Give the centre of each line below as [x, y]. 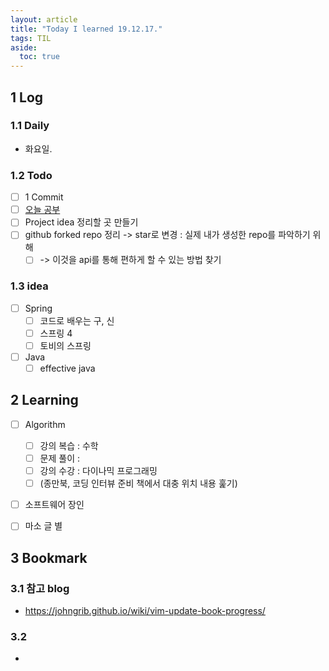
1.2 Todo [31, 175]
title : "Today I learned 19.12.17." [86, 29]
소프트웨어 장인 [54, 505]
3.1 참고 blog [40, 588]
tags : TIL [31, 38]
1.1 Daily [30, 126]
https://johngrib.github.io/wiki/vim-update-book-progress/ [145, 611]
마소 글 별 [43, 526]
